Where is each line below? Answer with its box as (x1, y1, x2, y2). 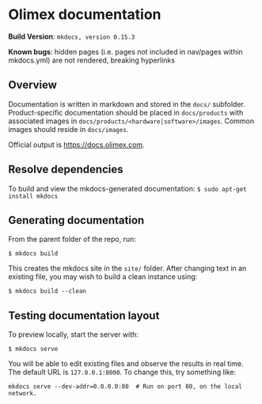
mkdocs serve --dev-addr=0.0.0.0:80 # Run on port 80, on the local (8, 383, 243, 391)
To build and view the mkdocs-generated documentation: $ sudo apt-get (8, 183, 247, 193)
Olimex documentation (8, 6, 161, 24)
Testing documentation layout (8, 308, 160, 322)
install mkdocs (8, 192, 59, 200)
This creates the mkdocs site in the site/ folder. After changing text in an (8, 263, 247, 274)
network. (8, 390, 37, 398)
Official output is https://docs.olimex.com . (8, 140, 145, 149)
